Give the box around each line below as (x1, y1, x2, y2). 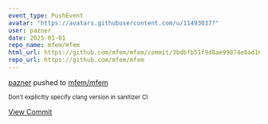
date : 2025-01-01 (8, 33, 66, 42)
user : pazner (8, 26, 52, 34)
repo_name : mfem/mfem (8, 41, 81, 49)
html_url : (8, 48, 41, 56)
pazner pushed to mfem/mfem (8, 77, 108, 87)
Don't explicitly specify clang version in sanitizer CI (8, 93, 148, 101)
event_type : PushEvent (8, 11, 84, 20)
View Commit (8, 107, 53, 116)
